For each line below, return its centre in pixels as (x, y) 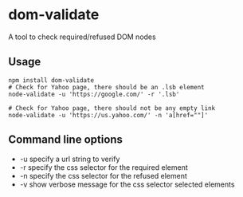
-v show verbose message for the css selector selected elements (127, 184)
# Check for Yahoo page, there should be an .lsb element (106, 87)
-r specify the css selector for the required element (104, 167)
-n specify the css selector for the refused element (103, 175)
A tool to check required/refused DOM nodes (82, 37)
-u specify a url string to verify (70, 159)
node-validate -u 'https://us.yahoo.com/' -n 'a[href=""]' (108, 115)
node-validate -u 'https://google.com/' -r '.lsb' (94, 94)
